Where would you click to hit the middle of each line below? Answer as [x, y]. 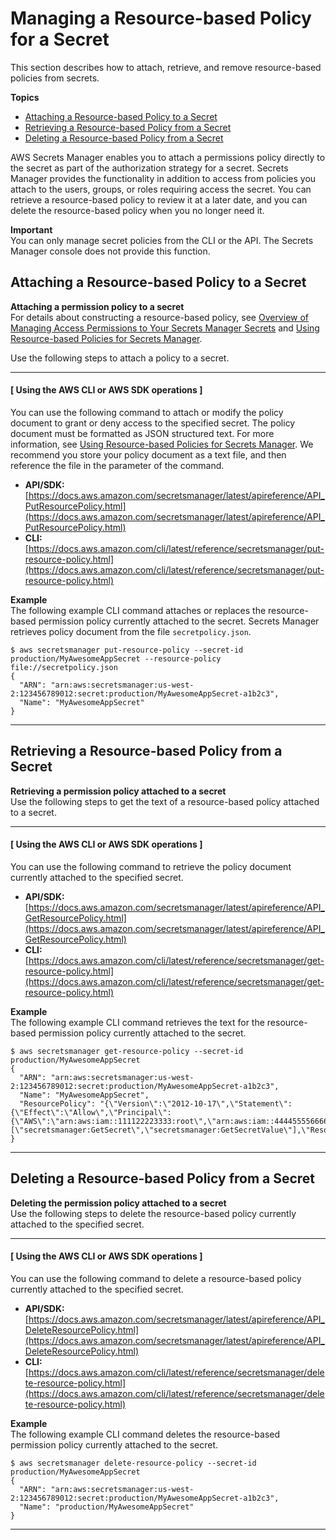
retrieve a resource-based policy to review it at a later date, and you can [159, 199]
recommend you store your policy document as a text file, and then [148, 454]
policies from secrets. [55, 78]
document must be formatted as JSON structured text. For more [142, 433]
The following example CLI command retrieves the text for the [137, 1022]
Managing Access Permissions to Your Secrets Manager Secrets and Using [165, 328]
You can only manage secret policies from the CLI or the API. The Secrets [162, 240]
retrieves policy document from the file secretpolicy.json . [131, 631]
